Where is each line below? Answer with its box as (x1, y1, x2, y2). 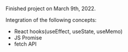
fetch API (14, 41, 37, 47)
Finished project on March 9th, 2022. (5, 5, 96, 12)
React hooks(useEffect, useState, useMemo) (14, 28, 123, 35)
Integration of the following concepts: (5, 17, 97, 23)
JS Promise (14, 34, 42, 41)
